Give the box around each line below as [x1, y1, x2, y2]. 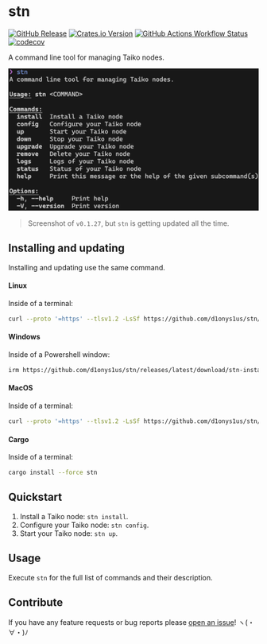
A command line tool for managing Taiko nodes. [8, 52, 165, 62]
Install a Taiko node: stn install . [19, 511, 129, 521]
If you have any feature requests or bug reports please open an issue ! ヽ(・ [8, 618, 255, 627]
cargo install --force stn [8, 468, 98, 477]
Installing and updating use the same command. [8, 262, 165, 272]
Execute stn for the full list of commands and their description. [8, 572, 213, 582]
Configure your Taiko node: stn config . [19, 520, 149, 530]
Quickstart [8, 491, 63, 504]
